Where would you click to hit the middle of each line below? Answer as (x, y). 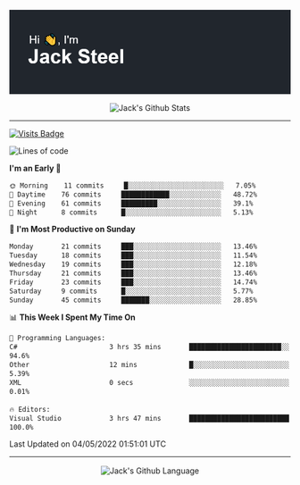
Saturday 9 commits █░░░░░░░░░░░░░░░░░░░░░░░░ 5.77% (131, 291)
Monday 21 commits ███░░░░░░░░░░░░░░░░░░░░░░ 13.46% (133, 247)
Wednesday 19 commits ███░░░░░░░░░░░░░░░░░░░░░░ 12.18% (133, 264)
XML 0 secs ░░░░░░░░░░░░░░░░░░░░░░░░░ (150, 382)
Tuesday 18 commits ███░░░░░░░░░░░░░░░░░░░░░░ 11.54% (133, 255)
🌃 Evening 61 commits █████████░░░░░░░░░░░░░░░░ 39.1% (131, 203)
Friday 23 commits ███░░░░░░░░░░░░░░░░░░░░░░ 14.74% (133, 282)
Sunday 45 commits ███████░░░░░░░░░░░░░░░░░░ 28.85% (133, 300)
